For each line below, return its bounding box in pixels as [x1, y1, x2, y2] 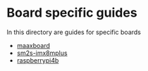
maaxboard [16, 41, 51, 49]
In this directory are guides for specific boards [6, 28, 142, 36]
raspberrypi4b [16, 56, 59, 64]
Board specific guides [6, 5, 138, 21]
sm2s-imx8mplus [16, 49, 68, 57]
